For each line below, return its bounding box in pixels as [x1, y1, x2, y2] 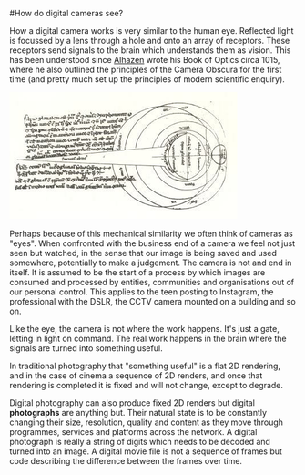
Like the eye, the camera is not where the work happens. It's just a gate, [9, 324, 280, 334]
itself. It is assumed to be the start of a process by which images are [9, 267, 266, 277]
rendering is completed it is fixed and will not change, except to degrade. [9, 380, 284, 390]
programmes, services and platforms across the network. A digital [9, 427, 258, 437]
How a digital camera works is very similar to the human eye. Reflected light [9, 26, 294, 36]
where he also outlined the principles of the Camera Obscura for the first [9, 64, 282, 75]
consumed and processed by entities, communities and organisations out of [9, 277, 295, 287]
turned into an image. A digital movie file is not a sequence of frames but [9, 446, 282, 457]
